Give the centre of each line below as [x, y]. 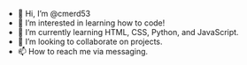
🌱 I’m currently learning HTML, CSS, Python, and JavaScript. [128, 32]
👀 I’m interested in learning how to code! [91, 23]
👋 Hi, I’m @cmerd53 [54, 14]
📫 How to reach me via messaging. [83, 51]
